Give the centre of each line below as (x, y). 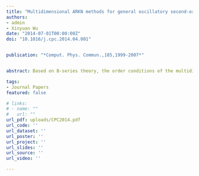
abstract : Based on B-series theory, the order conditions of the (90, 71)
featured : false (26, 92)
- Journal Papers (28, 87)
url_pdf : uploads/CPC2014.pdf (44, 120)
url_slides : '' (25, 148)
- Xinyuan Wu (22, 28)
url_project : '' (26, 142)
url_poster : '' (25, 136)
